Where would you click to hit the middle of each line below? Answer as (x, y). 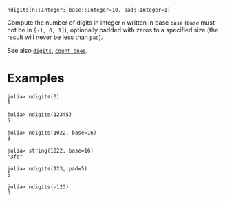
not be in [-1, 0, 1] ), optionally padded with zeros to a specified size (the (113, 30)
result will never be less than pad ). (55, 37)
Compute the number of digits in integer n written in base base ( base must (111, 23)
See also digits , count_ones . (47, 50)
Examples (36, 78)
